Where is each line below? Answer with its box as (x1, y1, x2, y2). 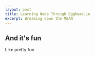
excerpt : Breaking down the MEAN (5, 16, 73, 21)
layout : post (5, 7, 32, 12)
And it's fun (5, 34, 41, 42)
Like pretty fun (5, 47, 35, 53)
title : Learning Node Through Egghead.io (5, 12, 91, 16)
